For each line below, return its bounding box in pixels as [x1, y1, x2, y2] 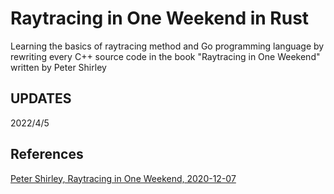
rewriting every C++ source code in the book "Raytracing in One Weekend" [10, 50, 321, 62]
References [10, 146, 84, 163]
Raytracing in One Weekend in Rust [10, 7, 310, 30]
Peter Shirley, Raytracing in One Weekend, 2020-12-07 [10, 172, 237, 184]
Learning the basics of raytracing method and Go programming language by [10, 40, 325, 52]
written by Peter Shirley [10, 61, 107, 73]
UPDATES [10, 90, 72, 107]
